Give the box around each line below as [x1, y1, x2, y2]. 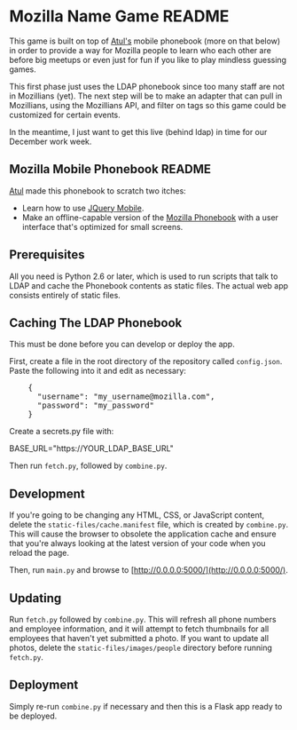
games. [9, 64, 37, 75]
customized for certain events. [9, 109, 121, 120]
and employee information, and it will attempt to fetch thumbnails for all [9, 623, 270, 634]
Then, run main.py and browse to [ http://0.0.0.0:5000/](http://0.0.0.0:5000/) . [9, 565, 288, 575]
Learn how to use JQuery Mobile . [21, 202, 145, 213]
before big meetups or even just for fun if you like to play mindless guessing [9, 54, 286, 65]
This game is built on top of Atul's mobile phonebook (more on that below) [9, 36, 281, 46]
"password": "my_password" [36, 401, 155, 410]
